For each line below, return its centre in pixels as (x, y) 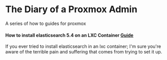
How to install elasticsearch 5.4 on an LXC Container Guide (69, 35)
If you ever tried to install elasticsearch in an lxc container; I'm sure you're (83, 46)
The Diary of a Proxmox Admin (71, 9)
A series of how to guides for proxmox (46, 23)
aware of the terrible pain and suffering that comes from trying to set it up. (84, 52)
